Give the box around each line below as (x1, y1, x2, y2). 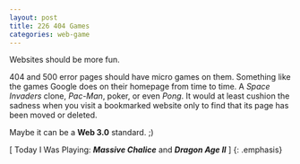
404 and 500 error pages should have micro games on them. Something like (9, 72, 291, 82)
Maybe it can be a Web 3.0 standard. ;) (9, 127, 154, 138)
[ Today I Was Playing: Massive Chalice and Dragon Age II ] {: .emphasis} (9, 144, 283, 155)
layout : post (9, 13, 58, 22)
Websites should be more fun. (9, 55, 121, 65)
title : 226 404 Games (9, 22, 90, 30)
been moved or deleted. (9, 109, 98, 121)
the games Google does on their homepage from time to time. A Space (9, 82, 270, 92)
